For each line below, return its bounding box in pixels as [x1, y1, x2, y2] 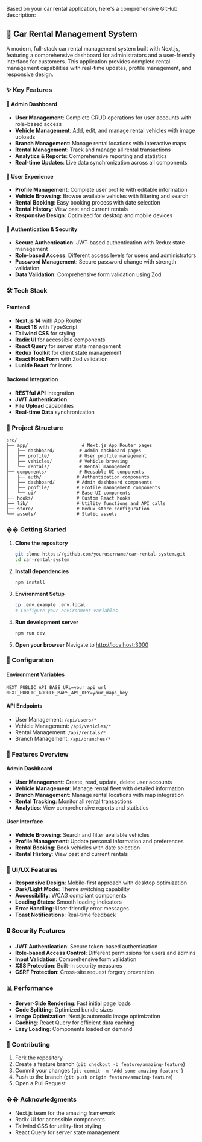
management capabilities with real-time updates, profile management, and [6, 64, 192, 71]
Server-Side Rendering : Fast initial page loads [14, 1000, 131, 1007]
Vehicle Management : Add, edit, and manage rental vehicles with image [14, 127, 195, 134]
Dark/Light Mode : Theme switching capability [14, 886, 130, 893]
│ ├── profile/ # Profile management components [6, 484, 161, 490]
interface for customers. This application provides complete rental [6, 57, 171, 65]
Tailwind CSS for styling [14, 330, 76, 337]
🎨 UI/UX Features [6, 866, 58, 874]
